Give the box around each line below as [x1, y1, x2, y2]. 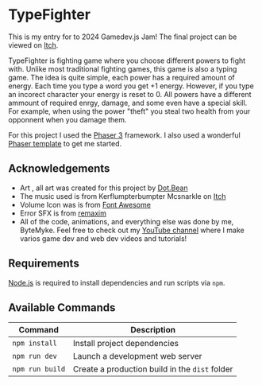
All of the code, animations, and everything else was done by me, [19, 216, 234, 226]
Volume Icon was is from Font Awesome [19, 200, 151, 209]
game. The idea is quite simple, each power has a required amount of [8, 72, 236, 82]
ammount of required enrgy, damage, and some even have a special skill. [8, 98, 248, 107]
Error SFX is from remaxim [19, 208, 107, 218]
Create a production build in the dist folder [72, 364, 233, 375]
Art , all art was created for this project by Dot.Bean [19, 183, 188, 192]
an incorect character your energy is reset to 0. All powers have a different [8, 89, 252, 99]
